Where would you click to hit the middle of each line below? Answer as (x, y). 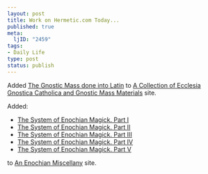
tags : (15, 46)
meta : (15, 33)
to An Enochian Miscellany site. (52, 163)
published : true (31, 26)
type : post (23, 59)
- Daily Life (26, 53)
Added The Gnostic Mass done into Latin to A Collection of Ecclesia (104, 85)
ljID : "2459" (32, 40)
